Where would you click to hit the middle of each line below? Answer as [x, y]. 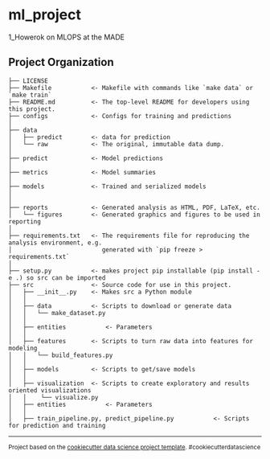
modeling [23, 348]
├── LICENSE [28, 81]
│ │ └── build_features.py [61, 355]
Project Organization [61, 62]
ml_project [45, 15]
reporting [25, 221]
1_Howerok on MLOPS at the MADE [67, 37]
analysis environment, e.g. [55, 243]
